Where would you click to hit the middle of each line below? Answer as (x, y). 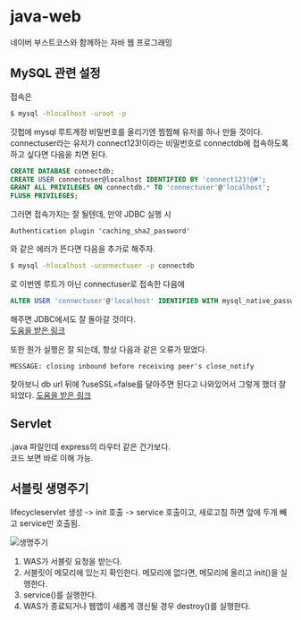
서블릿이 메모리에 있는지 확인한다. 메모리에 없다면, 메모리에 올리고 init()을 (150, 572)
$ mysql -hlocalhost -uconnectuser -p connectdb (102, 266)
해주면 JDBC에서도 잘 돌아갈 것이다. (73, 318)
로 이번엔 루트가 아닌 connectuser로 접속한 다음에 (98, 284)
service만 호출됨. (50, 523)
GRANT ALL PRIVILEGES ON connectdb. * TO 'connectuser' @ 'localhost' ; (140, 188)
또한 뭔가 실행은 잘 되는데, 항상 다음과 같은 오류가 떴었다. (109, 349)
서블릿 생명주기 (50, 489)
